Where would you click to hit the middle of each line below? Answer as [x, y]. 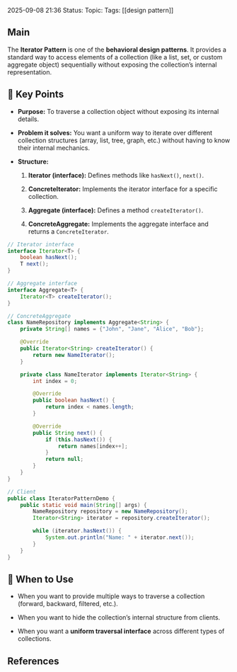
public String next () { [68, 433]
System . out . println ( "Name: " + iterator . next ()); [120, 537]
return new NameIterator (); [74, 355]
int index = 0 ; [55, 381]
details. [28, 119]
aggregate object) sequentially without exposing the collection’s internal [112, 64]
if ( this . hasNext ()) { [79, 439]
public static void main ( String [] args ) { [83, 505]
